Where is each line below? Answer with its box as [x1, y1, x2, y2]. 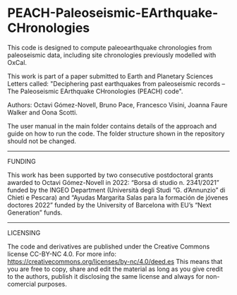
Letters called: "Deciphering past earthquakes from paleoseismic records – [7, 79, 226, 88]
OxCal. [7, 58, 27, 66]
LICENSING [7, 228, 41, 237]
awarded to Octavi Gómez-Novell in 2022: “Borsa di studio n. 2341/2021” [7, 178, 220, 186]
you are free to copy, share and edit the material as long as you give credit [7, 265, 224, 273]
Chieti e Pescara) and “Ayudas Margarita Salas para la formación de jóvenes [7, 193, 229, 202]
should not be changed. [7, 136, 76, 145]
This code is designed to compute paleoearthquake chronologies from [7, 43, 212, 52]
